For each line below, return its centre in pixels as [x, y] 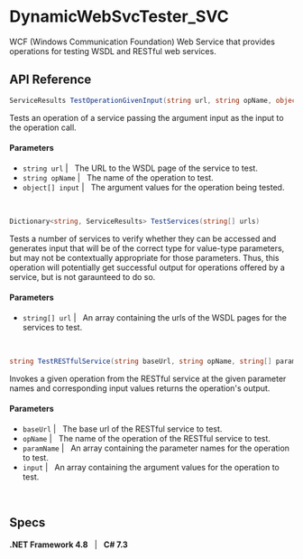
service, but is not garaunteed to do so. [83, 276]
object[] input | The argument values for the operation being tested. [153, 187]
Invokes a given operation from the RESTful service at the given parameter [148, 378]
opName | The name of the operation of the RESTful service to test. [146, 438]
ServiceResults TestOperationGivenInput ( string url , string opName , [141, 100]
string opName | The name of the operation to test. [118, 177]
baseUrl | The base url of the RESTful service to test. [122, 429]
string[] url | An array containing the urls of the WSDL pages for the [154, 317]
